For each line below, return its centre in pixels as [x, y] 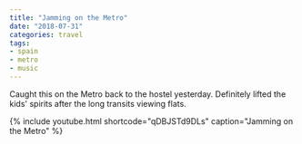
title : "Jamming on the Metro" [69, 18]
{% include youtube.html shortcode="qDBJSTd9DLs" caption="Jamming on [151, 121]
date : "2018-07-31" [46, 26]
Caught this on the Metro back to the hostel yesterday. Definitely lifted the [148, 94]
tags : [20, 43]
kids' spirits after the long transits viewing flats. [98, 103]
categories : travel [46, 34]
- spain [24, 52]
